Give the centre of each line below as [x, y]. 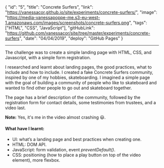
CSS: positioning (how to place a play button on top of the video [76, 155]
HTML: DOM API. [29, 144]
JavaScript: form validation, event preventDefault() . [64, 150]
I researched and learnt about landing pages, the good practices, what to [79, 67]
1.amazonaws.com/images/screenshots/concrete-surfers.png [67, 23]
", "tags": [138, 23]
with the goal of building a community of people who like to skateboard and [81, 83]
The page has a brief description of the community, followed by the [73, 97]
